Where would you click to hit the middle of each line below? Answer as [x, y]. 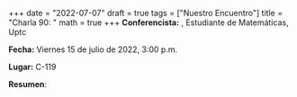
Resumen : [27, 84]
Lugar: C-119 [32, 67]
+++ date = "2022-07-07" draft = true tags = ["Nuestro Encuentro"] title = [146, 13]
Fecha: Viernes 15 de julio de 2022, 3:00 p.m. [93, 49]
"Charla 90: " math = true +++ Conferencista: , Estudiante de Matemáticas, [148, 22]
